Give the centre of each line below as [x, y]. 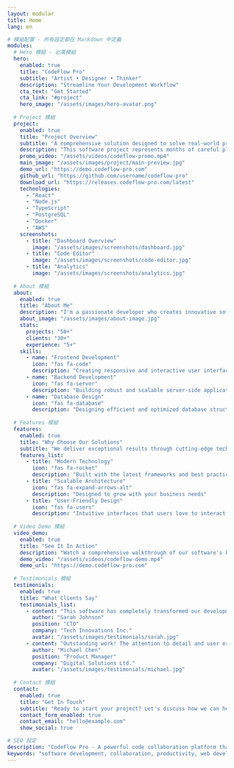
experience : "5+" [51, 345]
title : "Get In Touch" [53, 702]
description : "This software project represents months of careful [119, 150]
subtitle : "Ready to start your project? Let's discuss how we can [119, 709]
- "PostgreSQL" [48, 215]
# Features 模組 [36, 423]
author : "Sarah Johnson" [68, 618]
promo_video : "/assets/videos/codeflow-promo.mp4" [95, 157]
